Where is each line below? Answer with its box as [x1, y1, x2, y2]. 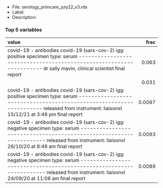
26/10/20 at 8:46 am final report [7, 143, 82, 150]
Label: [12, 9, 25, 15]
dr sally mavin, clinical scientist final [43, 65, 125, 72]
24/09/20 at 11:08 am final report [7, 175, 86, 182]
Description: [12, 14, 37, 20]
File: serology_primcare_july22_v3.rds [12, 4, 88, 10]
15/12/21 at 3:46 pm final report [7, 111, 82, 118]
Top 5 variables [5, 26, 42, 33]
